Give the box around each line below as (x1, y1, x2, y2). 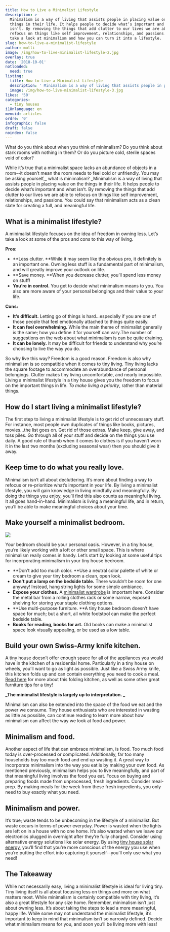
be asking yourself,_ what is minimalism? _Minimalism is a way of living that (5, 176, 162, 182)
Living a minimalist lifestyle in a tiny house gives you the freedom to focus (5, 377, 159, 383)
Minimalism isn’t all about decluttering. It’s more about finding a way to (5, 476, 152, 483)
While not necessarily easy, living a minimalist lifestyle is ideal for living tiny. (5, 883, 163, 889)
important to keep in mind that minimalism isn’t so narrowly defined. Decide (5, 915, 163, 922)
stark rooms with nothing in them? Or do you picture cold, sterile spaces (5, 149, 156, 155)
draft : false (5, 125, 33, 131)
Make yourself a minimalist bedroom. (5, 519, 125, 527)
